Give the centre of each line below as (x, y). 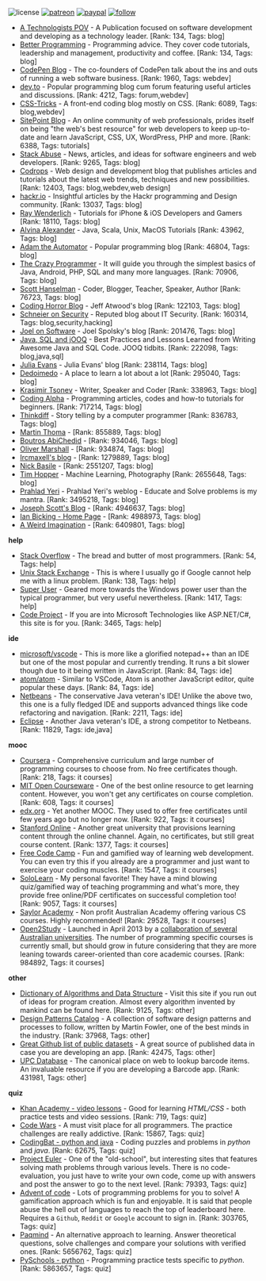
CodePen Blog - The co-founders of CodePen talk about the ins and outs (139, 70)
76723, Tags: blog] (50, 297)
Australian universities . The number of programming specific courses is (136, 937)
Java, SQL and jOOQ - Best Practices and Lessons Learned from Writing (137, 339)
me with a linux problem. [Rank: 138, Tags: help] (98, 581)
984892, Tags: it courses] (62, 963)
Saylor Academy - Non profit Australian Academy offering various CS (133, 912)
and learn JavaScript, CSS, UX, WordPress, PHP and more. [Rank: (143, 137)
